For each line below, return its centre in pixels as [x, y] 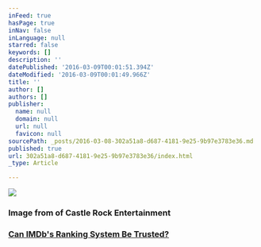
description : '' [35, 60]
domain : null [37, 119]
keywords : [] [30, 52]
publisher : [26, 104]
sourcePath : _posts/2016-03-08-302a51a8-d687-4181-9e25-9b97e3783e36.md [131, 141]
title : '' [25, 82]
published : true [35, 149]
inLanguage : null [37, 38]
